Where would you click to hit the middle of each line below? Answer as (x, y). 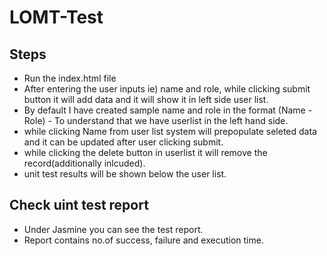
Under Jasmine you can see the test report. (113, 229)
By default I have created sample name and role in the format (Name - (168, 110)
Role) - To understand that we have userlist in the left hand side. (156, 120)
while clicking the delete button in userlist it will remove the (145, 152)
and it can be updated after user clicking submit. (123, 142)
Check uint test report (79, 205)
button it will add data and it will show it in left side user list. (146, 99)
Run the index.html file (70, 78)
